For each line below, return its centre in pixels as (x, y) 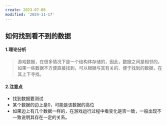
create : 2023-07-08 (25, 10)
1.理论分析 (16, 49)
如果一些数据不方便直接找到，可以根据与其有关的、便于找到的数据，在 (90, 68)
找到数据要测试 (28, 98)
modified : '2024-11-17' (30, 14)
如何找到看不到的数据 (38, 36)
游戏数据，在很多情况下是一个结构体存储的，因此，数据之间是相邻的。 (90, 62)
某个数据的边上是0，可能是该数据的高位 (53, 105)
